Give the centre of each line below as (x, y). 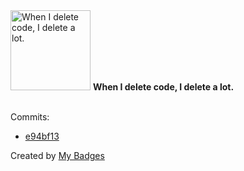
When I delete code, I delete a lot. (163, 87)
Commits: (30, 117)
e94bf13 (42, 136)
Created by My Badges (57, 155)
